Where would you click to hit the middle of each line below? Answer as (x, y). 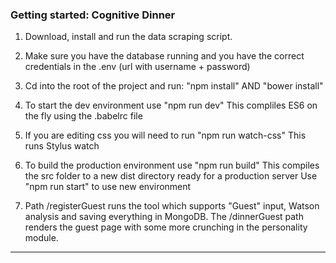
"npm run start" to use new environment (108, 187)
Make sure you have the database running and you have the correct (164, 56)
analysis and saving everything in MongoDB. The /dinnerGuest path (164, 217)
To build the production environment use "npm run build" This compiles (172, 165)
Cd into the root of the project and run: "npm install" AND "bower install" (174, 86)
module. (41, 238)
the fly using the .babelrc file (83, 116)
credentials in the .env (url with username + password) (137, 67)
